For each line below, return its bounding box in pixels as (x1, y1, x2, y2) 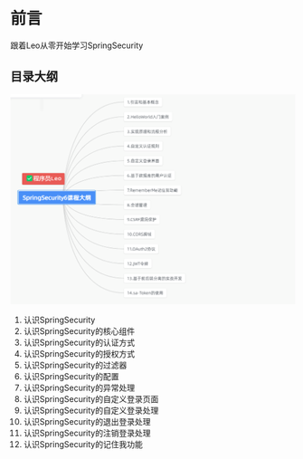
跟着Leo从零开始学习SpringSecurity (10, 40, 144, 51)
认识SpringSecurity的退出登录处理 (23, 416, 151, 427)
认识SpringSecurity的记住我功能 (23, 439, 143, 450)
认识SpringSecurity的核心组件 (23, 326, 135, 337)
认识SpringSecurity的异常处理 (23, 382, 135, 394)
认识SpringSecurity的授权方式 (23, 349, 135, 359)
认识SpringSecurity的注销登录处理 (23, 427, 151, 439)
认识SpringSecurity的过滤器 (23, 359, 128, 371)
